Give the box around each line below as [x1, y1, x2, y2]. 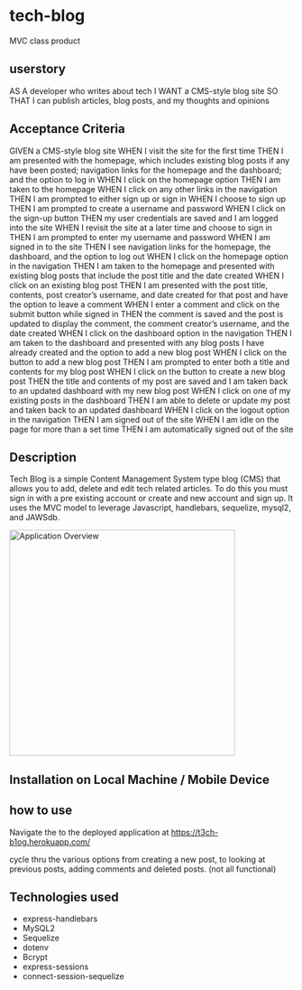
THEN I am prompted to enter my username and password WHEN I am [9, 231, 270, 242]
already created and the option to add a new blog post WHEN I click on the [9, 347, 288, 358]
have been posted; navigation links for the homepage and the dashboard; [9, 164, 282, 175]
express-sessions [22, 961, 89, 972]
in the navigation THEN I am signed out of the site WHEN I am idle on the [9, 414, 279, 425]
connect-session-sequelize [22, 971, 124, 982]
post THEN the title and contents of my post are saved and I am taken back [9, 376, 288, 387]
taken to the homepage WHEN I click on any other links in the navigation [9, 183, 278, 194]
